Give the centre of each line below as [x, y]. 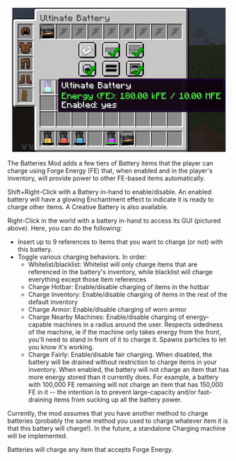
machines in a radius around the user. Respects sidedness [138, 325]
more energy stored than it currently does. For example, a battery [123, 377]
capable [40, 325]
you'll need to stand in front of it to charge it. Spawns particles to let [127, 339]
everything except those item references [87, 279]
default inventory [53, 302]
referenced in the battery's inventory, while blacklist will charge [120, 272]
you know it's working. [61, 347]
